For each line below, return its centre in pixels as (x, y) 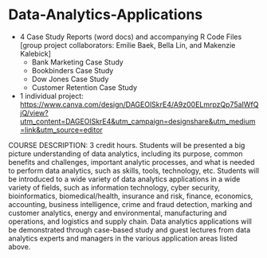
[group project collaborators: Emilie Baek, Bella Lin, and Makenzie (128, 45)
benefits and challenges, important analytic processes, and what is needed (132, 162)
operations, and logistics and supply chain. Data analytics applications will (130, 221)
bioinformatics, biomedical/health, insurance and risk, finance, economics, (131, 196)
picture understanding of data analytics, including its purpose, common (126, 154)
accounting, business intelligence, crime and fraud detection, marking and (130, 204)
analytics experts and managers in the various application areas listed (123, 238)
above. (20, 246)
